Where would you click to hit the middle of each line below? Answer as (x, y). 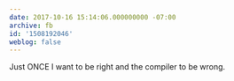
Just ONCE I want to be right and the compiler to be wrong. (117, 67)
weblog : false (35, 42)
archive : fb (31, 26)
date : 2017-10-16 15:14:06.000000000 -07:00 (93, 17)
